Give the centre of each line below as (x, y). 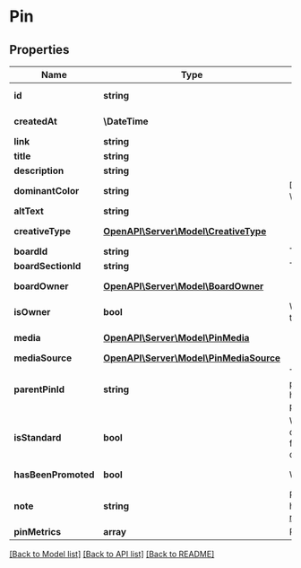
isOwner (32, 312)
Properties (39, 50)
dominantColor (47, 191)
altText (29, 211)
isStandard (38, 437)
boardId (31, 251)
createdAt (36, 121)
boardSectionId (47, 266)
